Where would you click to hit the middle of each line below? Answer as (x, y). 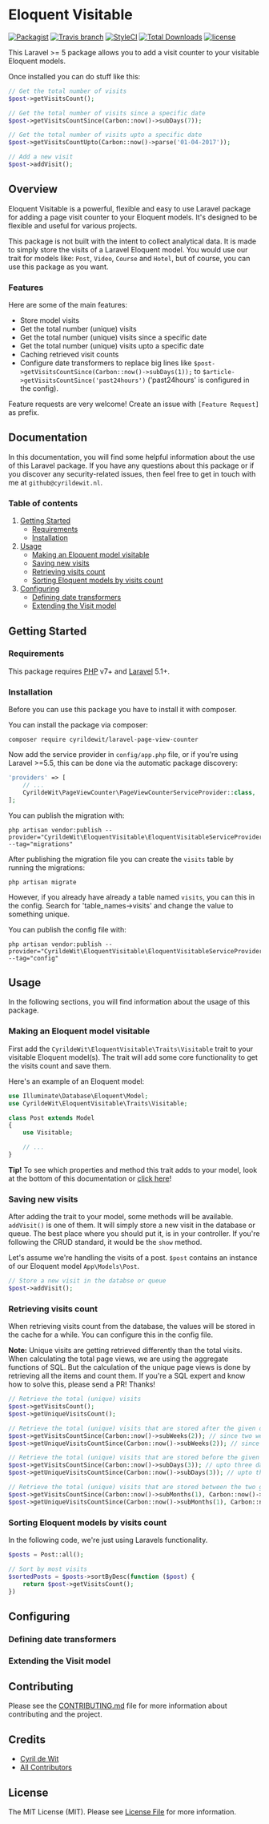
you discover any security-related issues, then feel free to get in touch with (132, 473)
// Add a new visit (41, 157)
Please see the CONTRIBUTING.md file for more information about (118, 1706)
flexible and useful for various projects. (73, 225)
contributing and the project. (55, 1714)
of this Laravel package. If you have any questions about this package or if (131, 465)
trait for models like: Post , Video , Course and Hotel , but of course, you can (129, 258)
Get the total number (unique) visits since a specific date (113, 337)
